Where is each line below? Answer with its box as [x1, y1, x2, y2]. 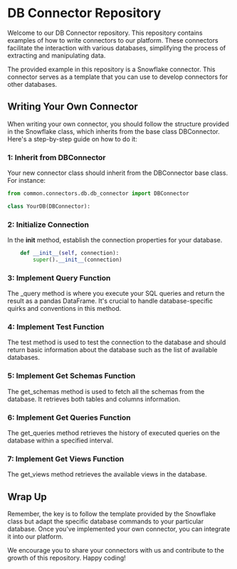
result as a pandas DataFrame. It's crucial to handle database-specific [7, 297, 214, 305]
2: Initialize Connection [7, 219, 89, 229]
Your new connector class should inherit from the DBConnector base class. [7, 169, 228, 177]
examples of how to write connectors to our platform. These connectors [7, 36, 218, 44]
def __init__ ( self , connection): [20, 250, 120, 257]
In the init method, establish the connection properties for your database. [7, 236, 223, 245]
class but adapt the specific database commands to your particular [7, 517, 204, 526]
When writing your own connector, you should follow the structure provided [7, 119, 229, 128]
